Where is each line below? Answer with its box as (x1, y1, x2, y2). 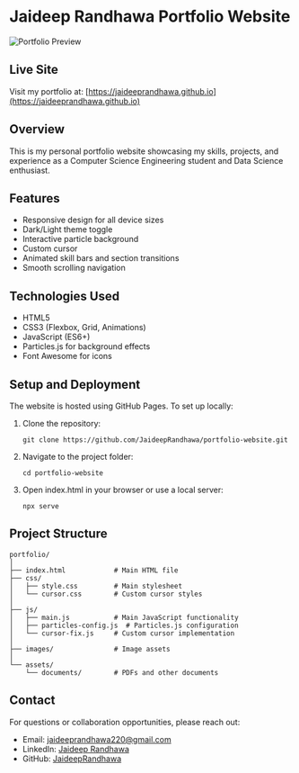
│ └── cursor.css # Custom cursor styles (9, 589, 203, 598)
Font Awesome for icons (22, 351, 112, 362)
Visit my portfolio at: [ (9, 85, 89, 96)
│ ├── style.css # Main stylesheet (9, 581, 182, 590)
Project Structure (9, 526, 108, 542)
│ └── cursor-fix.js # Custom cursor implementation (9, 628, 235, 638)
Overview (9, 121, 66, 137)
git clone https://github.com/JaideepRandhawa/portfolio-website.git (22, 436, 289, 445)
